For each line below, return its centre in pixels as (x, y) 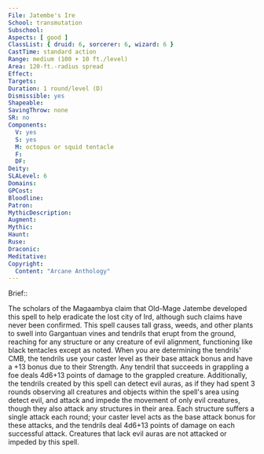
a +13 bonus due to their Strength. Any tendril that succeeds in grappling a (129, 367)
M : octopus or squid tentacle (64, 147)
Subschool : (26, 30)
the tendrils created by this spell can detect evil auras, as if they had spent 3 (132, 384)
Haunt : (19, 235)
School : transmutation (45, 23)
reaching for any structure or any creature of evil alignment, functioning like (130, 342)
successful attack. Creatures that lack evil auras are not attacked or (117, 434)
